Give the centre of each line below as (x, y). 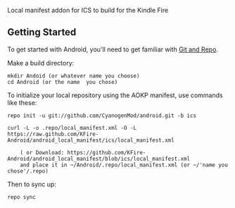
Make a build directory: (41, 63)
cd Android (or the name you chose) (63, 82)
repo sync (22, 197)
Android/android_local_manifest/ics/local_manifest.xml (91, 140)
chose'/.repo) (28, 171)
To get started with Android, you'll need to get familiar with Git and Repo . (113, 49)
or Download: (45, 152)
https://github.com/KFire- (107, 152)
